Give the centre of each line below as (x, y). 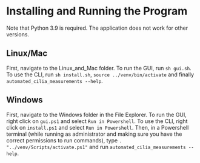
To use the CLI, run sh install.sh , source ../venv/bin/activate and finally (100, 75)
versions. (18, 34)
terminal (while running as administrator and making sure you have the (94, 134)
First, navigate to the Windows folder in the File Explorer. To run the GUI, (96, 115)
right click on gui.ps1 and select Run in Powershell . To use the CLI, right (97, 121)
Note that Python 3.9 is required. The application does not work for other (97, 28)
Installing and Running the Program (97, 11)
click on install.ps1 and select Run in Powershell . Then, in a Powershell (98, 127)
